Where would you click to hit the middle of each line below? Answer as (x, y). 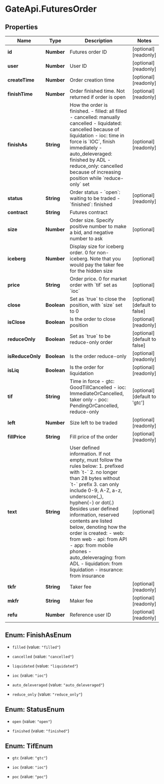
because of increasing (95, 172)
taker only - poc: (89, 400)
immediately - (86, 148)
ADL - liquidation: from (96, 563)
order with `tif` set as (94, 285)
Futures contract (89, 212)
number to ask (86, 239)
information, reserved (95, 515)
